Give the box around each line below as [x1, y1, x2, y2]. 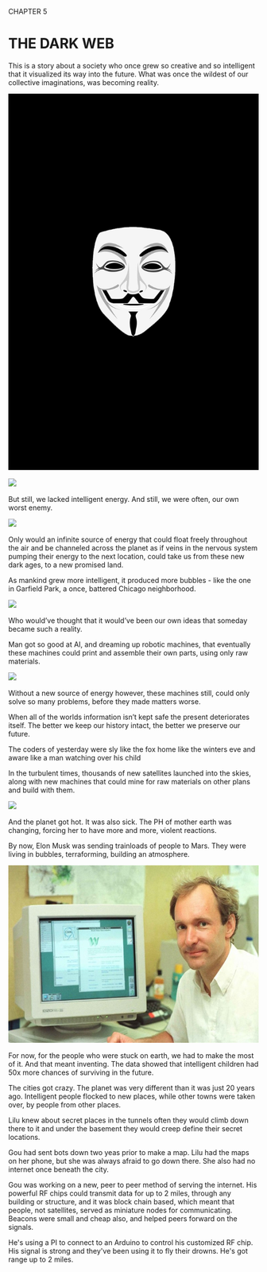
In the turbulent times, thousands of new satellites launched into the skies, [8, 768, 252, 778]
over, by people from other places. [8, 1100, 122, 1110]
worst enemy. [8, 503, 53, 512]
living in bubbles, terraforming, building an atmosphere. [8, 849, 190, 858]
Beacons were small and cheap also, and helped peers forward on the [8, 1214, 238, 1223]
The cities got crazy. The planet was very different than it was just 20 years [8, 1083, 256, 1093]
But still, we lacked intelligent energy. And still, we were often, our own [8, 494, 240, 504]
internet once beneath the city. [8, 1165, 109, 1174]
